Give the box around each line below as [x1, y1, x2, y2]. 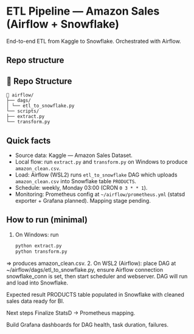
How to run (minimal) [6, 215, 88, 225]
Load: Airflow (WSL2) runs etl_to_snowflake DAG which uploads [15, 171, 178, 178]
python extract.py [15, 242, 62, 249]
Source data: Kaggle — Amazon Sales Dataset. [15, 151, 133, 159]
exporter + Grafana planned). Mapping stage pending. [15, 197, 151, 204]
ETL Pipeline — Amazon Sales [6, 4, 160, 18]
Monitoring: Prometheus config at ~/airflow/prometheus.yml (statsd [15, 191, 185, 198]
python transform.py [15, 249, 68, 255]
